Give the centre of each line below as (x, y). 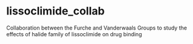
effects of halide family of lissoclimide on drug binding (74, 34)
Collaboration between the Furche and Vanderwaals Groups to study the (96, 28)
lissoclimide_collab (56, 11)
